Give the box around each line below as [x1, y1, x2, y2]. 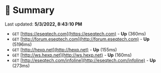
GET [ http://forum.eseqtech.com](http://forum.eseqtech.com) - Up [12, 36, 150, 42]
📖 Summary [5, 4, 55, 16]
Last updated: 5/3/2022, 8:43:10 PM [5, 21, 83, 27]
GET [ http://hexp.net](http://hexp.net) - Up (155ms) [12, 46, 117, 52]
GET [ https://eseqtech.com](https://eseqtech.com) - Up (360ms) [12, 30, 146, 36]
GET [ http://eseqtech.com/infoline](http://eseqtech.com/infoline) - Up [12, 57, 156, 63]
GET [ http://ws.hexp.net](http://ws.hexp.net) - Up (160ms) [12, 52, 132, 58]
